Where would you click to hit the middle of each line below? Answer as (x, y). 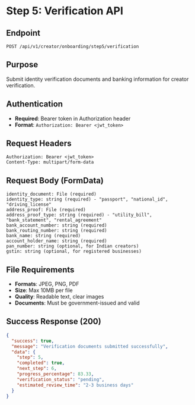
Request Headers (39, 144)
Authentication (35, 104)
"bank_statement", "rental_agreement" (54, 220)
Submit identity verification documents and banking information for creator (97, 79)
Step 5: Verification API (65, 11)
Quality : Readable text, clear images (59, 297)
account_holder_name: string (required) (57, 241)
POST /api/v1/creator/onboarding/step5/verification (73, 46)
